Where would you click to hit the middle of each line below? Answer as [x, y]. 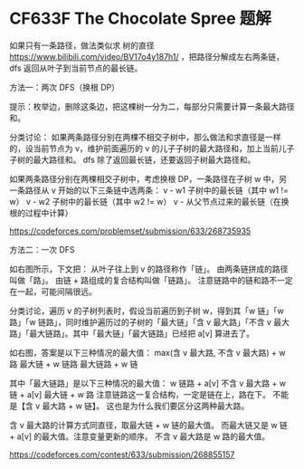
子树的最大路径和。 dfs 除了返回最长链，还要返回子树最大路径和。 [133, 159]
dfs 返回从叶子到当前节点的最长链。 [76, 68]
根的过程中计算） [41, 213]
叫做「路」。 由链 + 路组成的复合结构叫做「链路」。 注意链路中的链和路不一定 [152, 280]
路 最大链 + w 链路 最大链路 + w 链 [74, 364]
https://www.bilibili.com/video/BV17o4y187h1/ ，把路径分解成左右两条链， [147, 56]
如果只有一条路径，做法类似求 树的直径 [82, 45]
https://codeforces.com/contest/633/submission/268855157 [122, 455]
